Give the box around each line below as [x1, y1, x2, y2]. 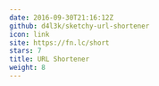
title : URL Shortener [9, 55, 90, 64]
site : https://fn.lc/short [9, 38, 110, 47]
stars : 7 [9, 47, 42, 56]
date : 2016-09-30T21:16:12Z [9, 13, 114, 22]
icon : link [9, 30, 50, 39]
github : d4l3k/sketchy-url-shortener [9, 21, 150, 30]
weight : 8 [9, 64, 46, 73]
